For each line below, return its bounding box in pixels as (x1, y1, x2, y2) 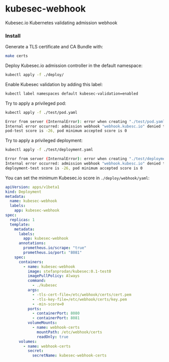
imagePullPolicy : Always (27, 273, 80, 278)
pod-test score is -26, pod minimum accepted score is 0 (5, 128, 127, 133)
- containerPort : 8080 (32, 311, 80, 316)
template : (10, 222, 30, 227)
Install (5, 32, 21, 39)
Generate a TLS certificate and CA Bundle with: (5, 44, 103, 50)
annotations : (18, 241, 46, 246)
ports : (27, 306, 42, 311)
